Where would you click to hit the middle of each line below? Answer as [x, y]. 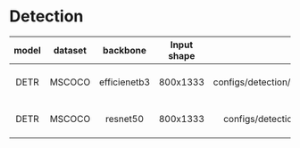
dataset [70, 50]
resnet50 [125, 119]
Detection [46, 16]
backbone [125, 50]
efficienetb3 [124, 82]
